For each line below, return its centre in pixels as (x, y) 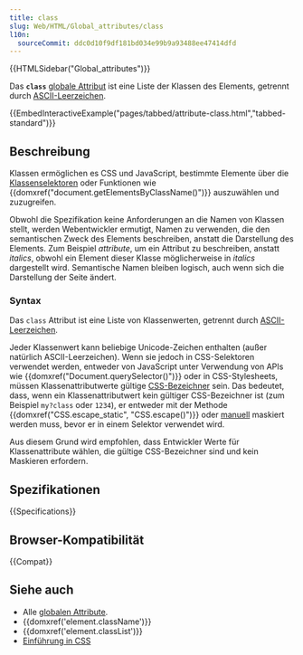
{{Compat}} (31, 561)
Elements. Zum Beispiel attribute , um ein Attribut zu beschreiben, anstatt (145, 249)
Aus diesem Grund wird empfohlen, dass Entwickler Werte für (124, 442)
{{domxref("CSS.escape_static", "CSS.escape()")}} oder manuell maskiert (147, 415)
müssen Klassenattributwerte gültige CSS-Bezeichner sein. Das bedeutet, (147, 386)
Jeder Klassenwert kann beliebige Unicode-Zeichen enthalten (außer (138, 347)
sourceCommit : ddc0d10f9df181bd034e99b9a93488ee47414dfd (127, 43)
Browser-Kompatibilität (77, 540)
